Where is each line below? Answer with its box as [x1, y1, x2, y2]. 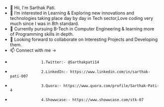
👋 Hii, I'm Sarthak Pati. [9, 5, 56, 10]
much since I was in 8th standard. [9, 20, 80, 26]
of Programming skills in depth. [9, 31, 74, 37]
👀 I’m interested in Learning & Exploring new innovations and [9, 10, 134, 16]
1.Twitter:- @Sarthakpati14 [41, 60, 99, 65]
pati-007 [9, 74, 28, 79]
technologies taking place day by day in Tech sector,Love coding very [9, 15, 153, 21]
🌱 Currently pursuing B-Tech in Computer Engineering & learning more [9, 26, 155, 32]
